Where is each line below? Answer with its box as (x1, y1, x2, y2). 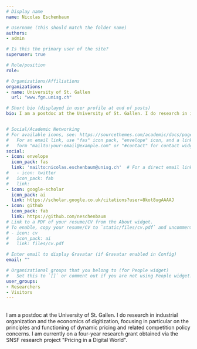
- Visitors (6, 289, 33, 295)
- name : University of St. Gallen (6, 89, 91, 95)
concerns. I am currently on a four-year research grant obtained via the (6, 330, 179, 337)
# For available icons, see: (6, 131, 77, 138)
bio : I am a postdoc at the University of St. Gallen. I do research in (6, 111, 188, 117)
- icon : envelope (6, 154, 49, 160)
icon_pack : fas (11, 159, 49, 165)
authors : (6, 30, 28, 36)
